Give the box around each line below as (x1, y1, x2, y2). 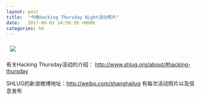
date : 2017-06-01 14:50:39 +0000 (6, 20, 95, 26)
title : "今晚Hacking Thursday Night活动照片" (6, 14, 119, 20)
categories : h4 (6, 25, 44, 32)
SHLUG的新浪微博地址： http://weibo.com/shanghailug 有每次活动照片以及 (6, 80, 190, 87)
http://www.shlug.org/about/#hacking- (95, 61, 191, 68)
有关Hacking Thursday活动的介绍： (6, 61, 94, 68)
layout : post (6, 8, 39, 15)
